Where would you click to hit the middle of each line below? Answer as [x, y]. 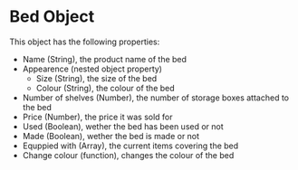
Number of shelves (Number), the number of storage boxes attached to [156, 98]
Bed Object [52, 17]
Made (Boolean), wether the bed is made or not [111, 136]
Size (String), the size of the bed [96, 78]
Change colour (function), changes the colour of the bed [128, 155]
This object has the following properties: [85, 42]
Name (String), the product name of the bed [105, 59]
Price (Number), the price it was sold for [98, 117]
